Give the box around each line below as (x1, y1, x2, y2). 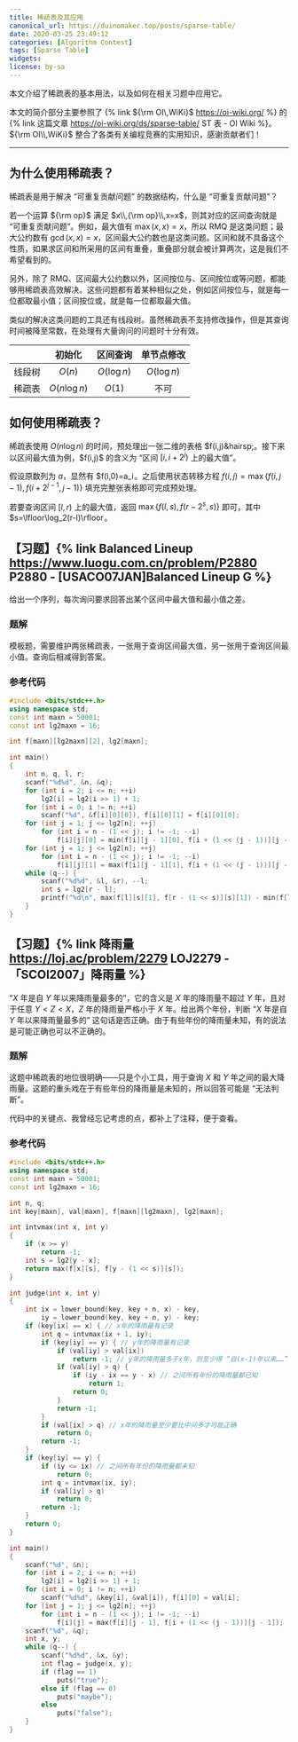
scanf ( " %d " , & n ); (25, 1560, 90, 1569)
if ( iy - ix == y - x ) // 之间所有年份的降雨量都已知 (72, 1371, 259, 1380)
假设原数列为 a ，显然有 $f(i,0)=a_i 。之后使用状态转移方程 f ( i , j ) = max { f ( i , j (9, 471, 282, 482)
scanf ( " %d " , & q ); (25, 1626, 90, 1636)
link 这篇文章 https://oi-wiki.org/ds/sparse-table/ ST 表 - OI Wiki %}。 (21, 117, 277, 129)
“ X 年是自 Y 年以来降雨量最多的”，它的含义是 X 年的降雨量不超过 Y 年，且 (9, 992, 278, 1003)
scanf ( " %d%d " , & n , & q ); (25, 777, 114, 786)
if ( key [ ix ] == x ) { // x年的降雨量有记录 (25, 1321, 174, 1331)
